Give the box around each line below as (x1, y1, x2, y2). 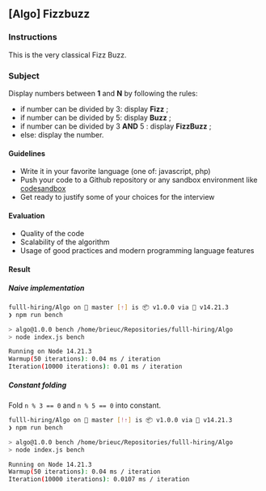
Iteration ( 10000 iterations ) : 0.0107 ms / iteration (8, 476, 190, 484)
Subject (8, 70, 40, 81)
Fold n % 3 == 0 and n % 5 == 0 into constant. (8, 400, 162, 410)
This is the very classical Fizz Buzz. (8, 49, 127, 60)
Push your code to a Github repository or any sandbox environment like (19, 175, 258, 185)
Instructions (8, 32, 58, 43)
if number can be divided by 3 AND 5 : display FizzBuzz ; (19, 121, 212, 131)
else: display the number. (19, 129, 104, 139)
